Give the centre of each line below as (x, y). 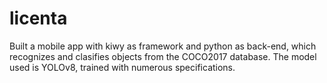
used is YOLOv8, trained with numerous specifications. (122, 67)
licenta (38, 18)
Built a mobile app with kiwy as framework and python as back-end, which (163, 46)
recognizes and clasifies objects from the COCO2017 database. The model (163, 56)
